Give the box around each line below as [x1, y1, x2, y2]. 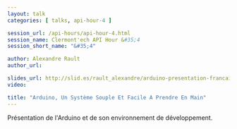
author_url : [7, 62, 42, 69]
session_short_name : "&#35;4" [7, 43, 97, 50]
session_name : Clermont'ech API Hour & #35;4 [7, 36, 140, 43]
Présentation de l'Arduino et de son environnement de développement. [7, 113, 213, 122]
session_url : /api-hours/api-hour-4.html [7, 30, 131, 37]
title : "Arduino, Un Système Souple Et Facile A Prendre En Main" [7, 94, 207, 101]
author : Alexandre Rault [7, 56, 80, 63]
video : [7, 81, 27, 88]
